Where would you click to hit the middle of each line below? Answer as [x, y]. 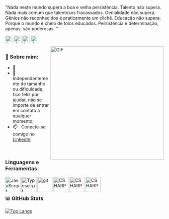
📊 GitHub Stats [24, 198]
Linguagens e [22, 162]
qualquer [22, 116]
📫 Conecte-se [29, 127]
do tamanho [33, 84]
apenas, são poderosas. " [32, 29]
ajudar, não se [27, 100]
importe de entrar [31, 105]
